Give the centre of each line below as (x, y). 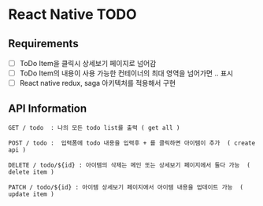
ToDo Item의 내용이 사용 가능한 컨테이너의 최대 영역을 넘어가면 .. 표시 (126, 73)
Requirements (43, 44)
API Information (48, 108)
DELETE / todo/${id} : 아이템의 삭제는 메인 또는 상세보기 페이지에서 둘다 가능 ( (129, 165)
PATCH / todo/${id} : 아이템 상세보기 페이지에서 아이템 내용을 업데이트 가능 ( (126, 187)
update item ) (31, 194)
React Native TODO (72, 15)
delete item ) (31, 172)
